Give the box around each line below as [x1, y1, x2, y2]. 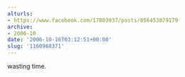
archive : [7, 23, 33, 30]
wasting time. [7, 62, 47, 70]
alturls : [7, 10, 33, 17]
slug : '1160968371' [7, 43, 65, 50]
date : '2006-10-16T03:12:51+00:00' [7, 36, 112, 43]
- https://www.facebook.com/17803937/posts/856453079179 [7, 17, 179, 24]
